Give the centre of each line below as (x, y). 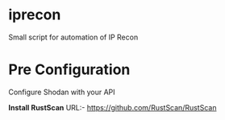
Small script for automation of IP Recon (73, 37)
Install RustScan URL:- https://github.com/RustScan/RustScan (112, 107)
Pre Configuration (69, 70)
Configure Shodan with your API (62, 92)
